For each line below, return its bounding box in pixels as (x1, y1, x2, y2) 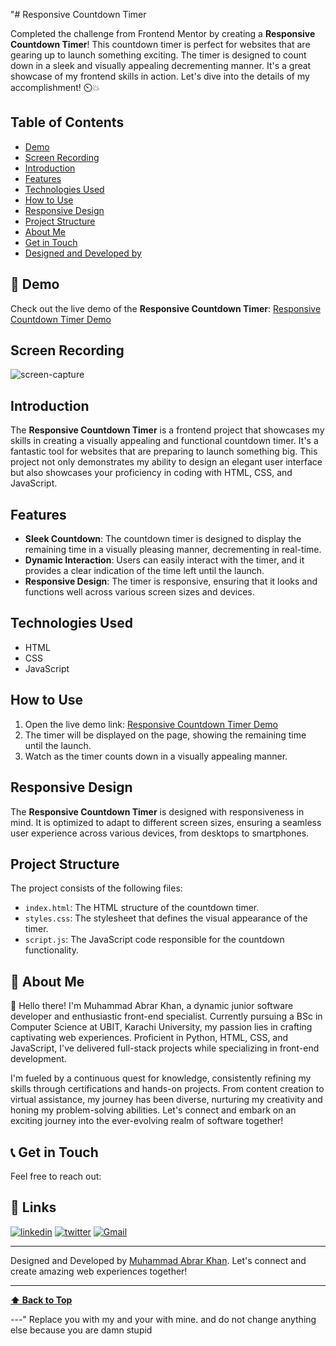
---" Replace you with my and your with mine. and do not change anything (10, 1313, 317, 1325)
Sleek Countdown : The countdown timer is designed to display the (24, 533, 302, 545)
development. (10, 1053, 67, 1065)
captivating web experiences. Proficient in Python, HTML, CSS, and (10, 1032, 289, 1044)
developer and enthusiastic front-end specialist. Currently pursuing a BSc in (10, 1010, 323, 1023)
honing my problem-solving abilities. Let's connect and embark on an (10, 1104, 297, 1116)
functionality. (24, 944, 79, 956)
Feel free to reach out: (10, 1170, 102, 1182)
